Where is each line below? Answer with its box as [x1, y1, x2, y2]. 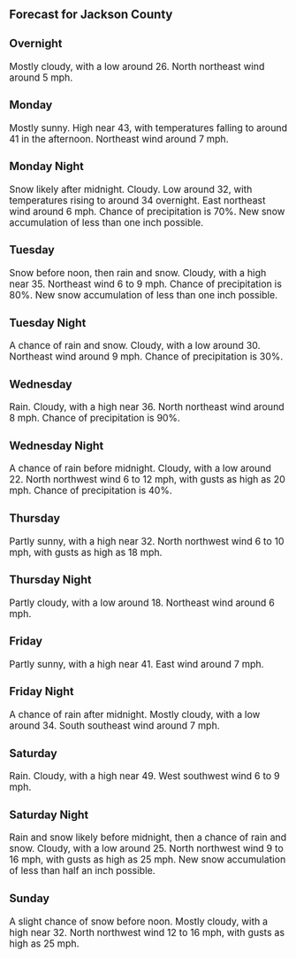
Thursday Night [9, 573, 92, 587]
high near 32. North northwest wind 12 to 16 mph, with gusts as [9, 926, 285, 939]
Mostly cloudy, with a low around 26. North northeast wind [9, 60, 265, 73]
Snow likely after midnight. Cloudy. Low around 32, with [9, 183, 253, 196]
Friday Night [9, 684, 74, 699]
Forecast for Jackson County [9, 7, 173, 22]
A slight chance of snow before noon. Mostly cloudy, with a [9, 916, 268, 928]
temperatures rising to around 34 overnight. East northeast [9, 194, 266, 206]
